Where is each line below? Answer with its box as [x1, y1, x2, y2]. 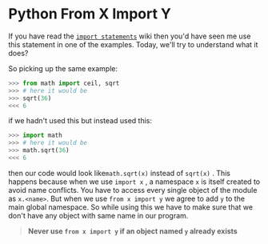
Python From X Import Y [8, 5, 172, 23]
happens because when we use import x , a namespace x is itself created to [8, 177, 261, 186]
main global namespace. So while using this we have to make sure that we [8, 202, 254, 212]
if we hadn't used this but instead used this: [8, 116, 152, 126]
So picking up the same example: [8, 63, 118, 73]
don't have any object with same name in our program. [8, 210, 189, 220]
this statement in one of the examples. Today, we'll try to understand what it [8, 39, 258, 49]
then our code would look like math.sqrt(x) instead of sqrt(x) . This [8, 168, 230, 178]
